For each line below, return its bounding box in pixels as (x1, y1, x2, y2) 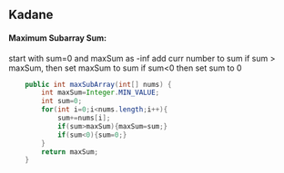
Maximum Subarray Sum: (8, 32, 106, 43)
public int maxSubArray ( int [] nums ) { (25, 80, 172, 89)
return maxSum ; (41, 147, 99, 157)
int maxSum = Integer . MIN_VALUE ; (41, 88, 160, 98)
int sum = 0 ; (41, 97, 83, 106)
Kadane (8, 7, 54, 23)
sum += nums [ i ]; (56, 113, 111, 123)
